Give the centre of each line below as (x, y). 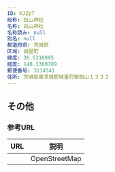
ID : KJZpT (21, 13)
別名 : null (21, 39)
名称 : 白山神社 (26, 26)
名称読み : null (27, 32)
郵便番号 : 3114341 (31, 70)
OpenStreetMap (56, 159)
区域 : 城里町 (23, 52)
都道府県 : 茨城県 (28, 45)
